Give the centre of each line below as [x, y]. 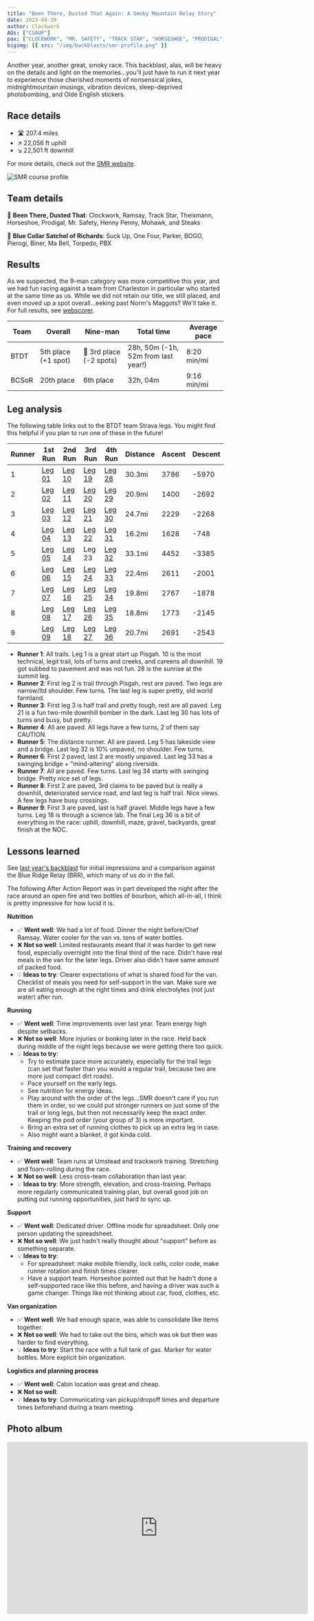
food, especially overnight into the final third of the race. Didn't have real [120, 953]
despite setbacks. [42, 1031]
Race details [34, 116]
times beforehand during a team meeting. [76, 1408]
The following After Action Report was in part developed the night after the [113, 889]
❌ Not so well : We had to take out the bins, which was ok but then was [117, 1335]
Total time [154, 332]
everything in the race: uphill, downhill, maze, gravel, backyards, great [116, 823]
